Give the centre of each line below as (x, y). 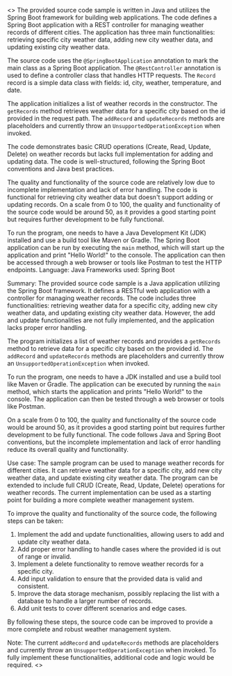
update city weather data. (54, 542)
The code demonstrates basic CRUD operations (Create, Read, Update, (109, 147)
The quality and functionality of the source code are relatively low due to (111, 182)
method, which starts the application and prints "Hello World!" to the (105, 392)
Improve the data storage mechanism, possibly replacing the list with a (118, 594)
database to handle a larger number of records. (85, 601)
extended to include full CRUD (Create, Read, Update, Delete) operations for (116, 485)
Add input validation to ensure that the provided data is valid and (110, 579)
